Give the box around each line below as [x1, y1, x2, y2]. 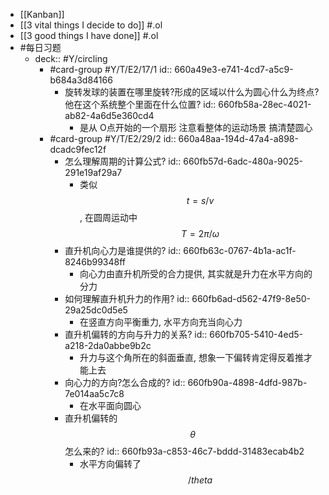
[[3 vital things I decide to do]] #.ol [19, 19, 163, 31]
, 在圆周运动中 [79, 212, 138, 223]
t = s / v [186, 195, 215, 206]
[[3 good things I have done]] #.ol [19, 30, 159, 41]
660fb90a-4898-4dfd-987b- [187, 377, 308, 388]
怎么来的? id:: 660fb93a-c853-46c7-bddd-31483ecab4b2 [64, 445, 305, 457]
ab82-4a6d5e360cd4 [64, 110, 155, 121]
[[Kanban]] [19, 9, 65, 20]
